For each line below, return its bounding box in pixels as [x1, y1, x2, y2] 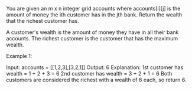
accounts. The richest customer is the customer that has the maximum [6, 35, 178, 42]
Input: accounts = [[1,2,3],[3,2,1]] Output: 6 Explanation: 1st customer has [6, 64, 184, 71]
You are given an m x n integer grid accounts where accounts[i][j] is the [6, 5, 181, 12]
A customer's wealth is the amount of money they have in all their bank [6, 29, 179, 36]
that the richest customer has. [6, 18, 80, 24]
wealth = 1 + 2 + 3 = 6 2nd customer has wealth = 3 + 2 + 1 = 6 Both [6, 70, 173, 77]
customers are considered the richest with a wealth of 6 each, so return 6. [6, 76, 187, 83]
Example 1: [6, 53, 32, 59]
